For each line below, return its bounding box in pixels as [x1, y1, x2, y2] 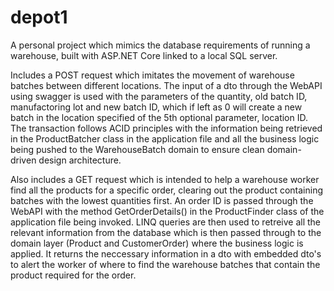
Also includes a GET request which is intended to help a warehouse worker [10, 173, 320, 185]
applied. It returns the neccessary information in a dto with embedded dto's [10, 247, 322, 260]
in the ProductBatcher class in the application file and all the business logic [10, 132, 320, 145]
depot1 [10, 6, 68, 29]
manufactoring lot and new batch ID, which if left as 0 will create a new [10, 101, 303, 113]
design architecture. [38, 154, 122, 166]
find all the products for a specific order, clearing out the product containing [10, 184, 323, 196]
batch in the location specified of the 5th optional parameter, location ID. [10, 111, 308, 123]
